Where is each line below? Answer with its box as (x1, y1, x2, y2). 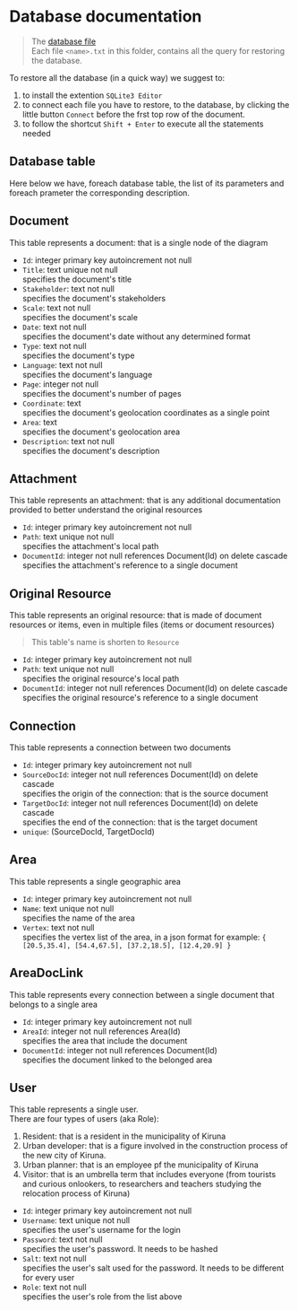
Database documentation (9, 6, 202, 27)
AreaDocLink (9, 966, 83, 981)
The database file (30, 36, 97, 47)
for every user (21, 1272, 75, 1283)
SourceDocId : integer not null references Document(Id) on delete (21, 769, 259, 780)
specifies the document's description (21, 445, 160, 456)
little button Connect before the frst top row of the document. (21, 109, 246, 119)
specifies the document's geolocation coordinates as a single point (21, 406, 270, 418)
